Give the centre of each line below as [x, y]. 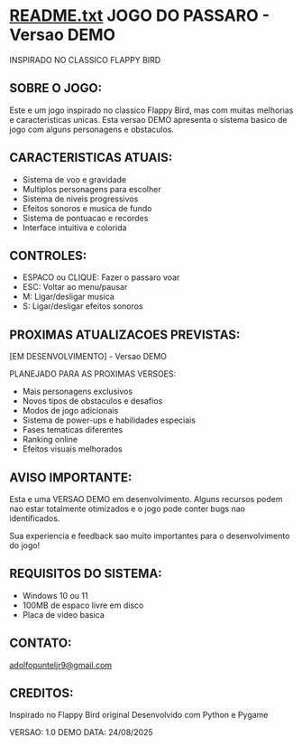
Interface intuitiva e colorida [74, 228]
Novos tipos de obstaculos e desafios [92, 401]
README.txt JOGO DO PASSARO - [140, 16]
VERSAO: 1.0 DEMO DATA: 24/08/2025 [81, 732]
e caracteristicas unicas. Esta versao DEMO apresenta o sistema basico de [148, 119]
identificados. [35, 518]
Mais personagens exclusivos [78, 392]
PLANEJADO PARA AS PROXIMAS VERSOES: [93, 374]
